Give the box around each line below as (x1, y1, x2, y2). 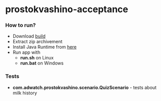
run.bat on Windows (20, 60, 64, 66)
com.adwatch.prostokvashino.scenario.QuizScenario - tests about (12, 84, 157, 90)
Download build (12, 33, 46, 39)
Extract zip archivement (12, 39, 62, 45)
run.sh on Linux (20, 55, 54, 61)
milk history (12, 90, 37, 96)
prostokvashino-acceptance (5, 4, 128, 15)
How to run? (5, 22, 36, 29)
